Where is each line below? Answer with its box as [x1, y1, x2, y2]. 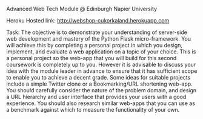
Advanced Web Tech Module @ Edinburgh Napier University [6, 5, 158, 12]
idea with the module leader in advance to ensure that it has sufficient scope [6, 67, 198, 75]
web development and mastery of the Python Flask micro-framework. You [6, 35, 191, 42]
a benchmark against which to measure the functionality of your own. [6, 106, 180, 113]
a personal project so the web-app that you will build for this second [6, 55, 177, 61]
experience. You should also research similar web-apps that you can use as [6, 100, 196, 107]
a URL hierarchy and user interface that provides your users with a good [6, 93, 187, 100]
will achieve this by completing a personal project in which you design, [6, 42, 183, 49]
